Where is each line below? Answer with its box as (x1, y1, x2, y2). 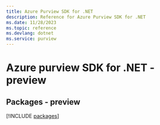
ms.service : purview (6, 36, 57, 42)
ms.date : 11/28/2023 (6, 19, 57, 25)
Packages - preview (6, 97, 81, 107)
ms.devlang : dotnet (6, 31, 54, 36)
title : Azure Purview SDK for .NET (6, 8, 94, 15)
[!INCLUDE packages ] (6, 113, 59, 119)
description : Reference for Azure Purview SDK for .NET (6, 14, 146, 20)
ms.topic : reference (6, 25, 57, 31)
